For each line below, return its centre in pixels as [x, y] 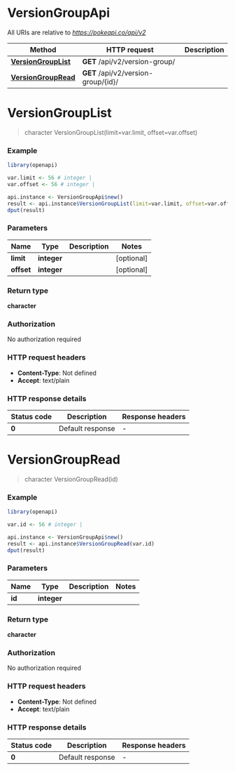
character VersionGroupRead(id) [71, 479]
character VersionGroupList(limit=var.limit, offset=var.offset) [111, 132]
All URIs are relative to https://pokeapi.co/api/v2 [77, 32]
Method [43, 49]
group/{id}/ [100, 81]
